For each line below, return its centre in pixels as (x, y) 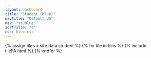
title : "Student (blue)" (30, 14)
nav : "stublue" (20, 23)
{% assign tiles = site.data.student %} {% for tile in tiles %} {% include (76, 46)
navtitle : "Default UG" (29, 18)
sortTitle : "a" (20, 28)
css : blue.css (19, 32)
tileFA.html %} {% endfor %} (34, 51)
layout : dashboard (24, 9)
